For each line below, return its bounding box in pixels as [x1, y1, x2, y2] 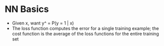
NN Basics [5, 3, 49, 15]
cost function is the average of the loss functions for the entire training [12, 30, 159, 36]
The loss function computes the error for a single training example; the [12, 25, 159, 31]
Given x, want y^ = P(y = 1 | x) [12, 20, 74, 26]
